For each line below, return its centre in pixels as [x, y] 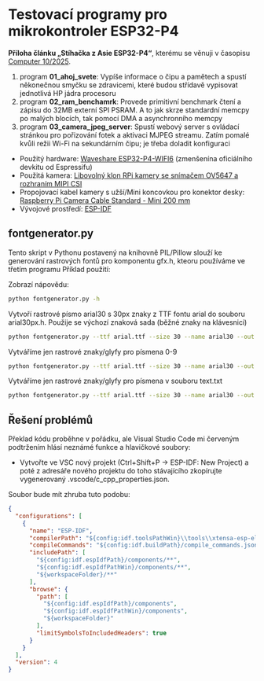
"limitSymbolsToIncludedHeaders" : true [102, 633]
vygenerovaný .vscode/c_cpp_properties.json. [95, 479]
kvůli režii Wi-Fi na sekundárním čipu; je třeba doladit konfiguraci [125, 143]
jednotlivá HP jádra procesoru [68, 93]
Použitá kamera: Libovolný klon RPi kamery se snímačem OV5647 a [129, 175]
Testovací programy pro [88, 15]
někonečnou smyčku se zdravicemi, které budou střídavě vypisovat [128, 85]
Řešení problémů [50, 420]
